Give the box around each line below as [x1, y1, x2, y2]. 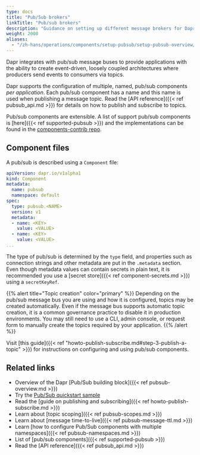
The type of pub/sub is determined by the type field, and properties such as [6, 253, 192, 260]
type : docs [6, 8, 33, 15]
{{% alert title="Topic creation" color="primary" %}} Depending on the [6, 289, 180, 297]
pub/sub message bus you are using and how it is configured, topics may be [6, 296, 194, 303]
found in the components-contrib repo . [6, 126, 102, 133]
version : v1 [11, 209, 42, 215]
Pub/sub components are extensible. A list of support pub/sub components [6, 113, 191, 120]
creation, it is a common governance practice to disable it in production [6, 308, 182, 316]
